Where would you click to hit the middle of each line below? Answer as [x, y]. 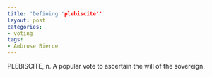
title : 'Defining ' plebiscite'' [55, 14]
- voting [20, 33]
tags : [15, 40]
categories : [25, 27]
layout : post [26, 20]
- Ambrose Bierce [33, 46]
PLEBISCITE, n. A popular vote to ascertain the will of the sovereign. [106, 66]
